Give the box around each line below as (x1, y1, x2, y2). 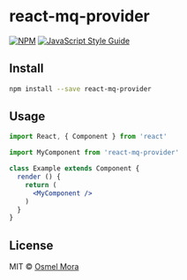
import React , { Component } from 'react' (9, 132, 168, 141)
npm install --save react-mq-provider (9, 84, 152, 94)
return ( (25, 180, 57, 189)
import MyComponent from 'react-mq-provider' (9, 148, 179, 157)
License (9, 238, 54, 253)
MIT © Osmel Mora (9, 261, 79, 272)
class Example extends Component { (9, 164, 140, 173)
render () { (17, 172, 62, 182)
